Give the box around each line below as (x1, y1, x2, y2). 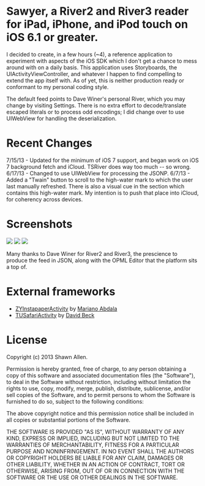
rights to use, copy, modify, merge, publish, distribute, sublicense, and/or (6, 385, 191, 392)
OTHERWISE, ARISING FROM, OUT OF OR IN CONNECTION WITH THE (6, 467, 185, 474)
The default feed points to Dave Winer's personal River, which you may (6, 95, 185, 102)
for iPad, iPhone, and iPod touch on (6, 17, 188, 31)
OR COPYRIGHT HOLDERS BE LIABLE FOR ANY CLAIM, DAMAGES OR (6, 454, 184, 461)
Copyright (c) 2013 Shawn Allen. (6, 353, 88, 360)
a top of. (6, 263, 28, 271)
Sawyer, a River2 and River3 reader (6, 4, 189, 18)
